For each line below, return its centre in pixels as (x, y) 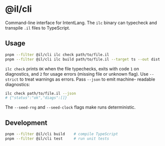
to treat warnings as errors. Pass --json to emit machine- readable (87, 79)
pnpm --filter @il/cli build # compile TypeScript (62, 134)
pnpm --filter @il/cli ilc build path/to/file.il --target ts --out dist (83, 59)
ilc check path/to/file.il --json (41, 93)
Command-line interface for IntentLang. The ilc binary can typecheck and (81, 23)
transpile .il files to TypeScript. (38, 28)
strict (12, 80)
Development (26, 123)
